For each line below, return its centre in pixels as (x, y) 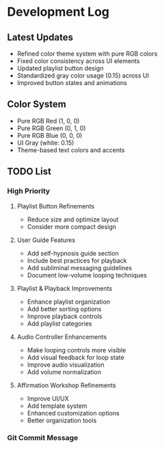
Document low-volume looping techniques (87, 275)
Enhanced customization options (73, 413)
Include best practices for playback (77, 260)
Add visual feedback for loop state (76, 357)
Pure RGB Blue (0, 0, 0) (50, 135)
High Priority (29, 191)
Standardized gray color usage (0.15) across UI (83, 75)
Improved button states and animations (72, 83)
